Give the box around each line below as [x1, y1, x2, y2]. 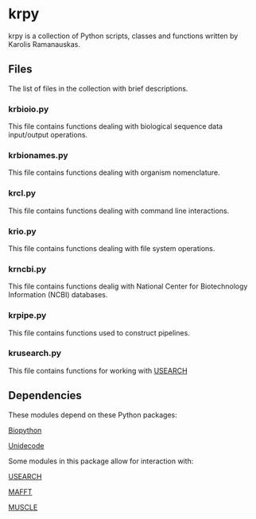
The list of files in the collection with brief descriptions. [8, 83, 188, 93]
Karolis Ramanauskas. [8, 39, 81, 48]
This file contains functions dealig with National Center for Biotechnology [8, 281, 248, 291]
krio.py [8, 226, 37, 237]
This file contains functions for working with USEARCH [8, 366, 188, 375]
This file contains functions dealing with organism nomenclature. [8, 168, 220, 177]
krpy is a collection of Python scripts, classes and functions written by [8, 31, 239, 41]
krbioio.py [8, 103, 49, 114]
